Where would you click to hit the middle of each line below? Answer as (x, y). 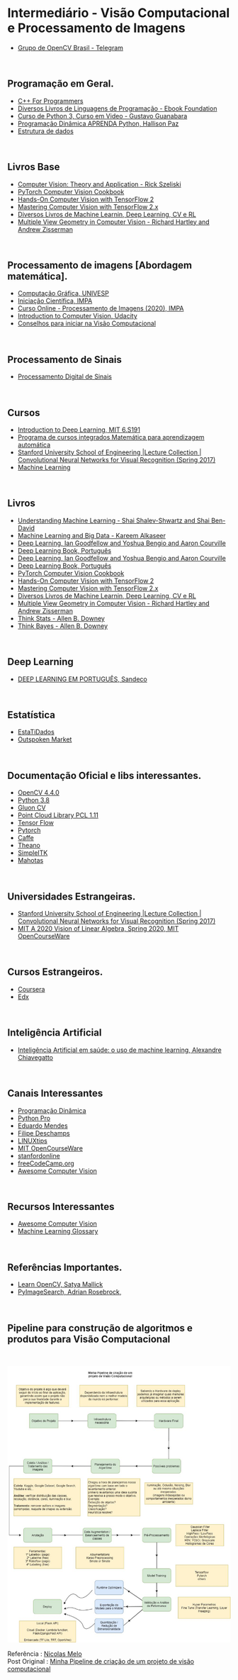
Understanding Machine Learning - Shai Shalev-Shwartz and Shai (114, 520)
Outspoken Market (45, 739)
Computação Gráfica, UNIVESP (63, 293)
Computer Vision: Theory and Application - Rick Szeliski (100, 184)
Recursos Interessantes (61, 1206)
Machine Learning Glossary (58, 1231)
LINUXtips (32, 1141)
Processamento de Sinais (65, 359)
